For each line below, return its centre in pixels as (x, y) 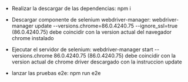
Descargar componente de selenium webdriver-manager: (81, 19)
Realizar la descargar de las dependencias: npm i (71, 8)
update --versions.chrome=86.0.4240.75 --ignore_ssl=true (106, 26)
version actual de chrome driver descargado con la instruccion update (97, 62)
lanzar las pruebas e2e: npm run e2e (56, 73)
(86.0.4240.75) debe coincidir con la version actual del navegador (92, 32)
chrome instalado (33, 38)
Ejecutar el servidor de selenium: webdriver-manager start (83, 49)
